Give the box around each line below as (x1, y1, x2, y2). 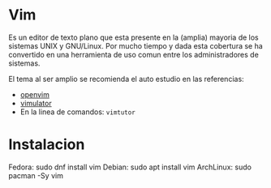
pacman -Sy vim (8, 170, 63, 180)
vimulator (19, 98, 52, 108)
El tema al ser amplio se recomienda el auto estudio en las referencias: (8, 74, 245, 83)
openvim (19, 89, 50, 99)
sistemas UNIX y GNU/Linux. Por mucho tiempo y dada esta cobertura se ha (8, 41, 264, 50)
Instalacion (8, 135, 85, 154)
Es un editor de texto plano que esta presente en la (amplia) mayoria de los (8, 32, 259, 42)
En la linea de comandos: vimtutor (19, 107, 135, 117)
